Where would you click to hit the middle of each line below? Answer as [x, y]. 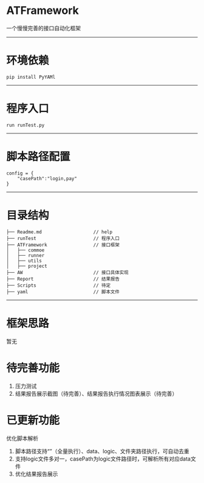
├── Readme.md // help [59, 232]
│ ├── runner [25, 255]
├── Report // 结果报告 [63, 279]
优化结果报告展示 [36, 474]
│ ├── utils [24, 261]
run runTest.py [25, 125]
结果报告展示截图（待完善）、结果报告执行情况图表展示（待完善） [96, 393]
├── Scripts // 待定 [59, 285]
